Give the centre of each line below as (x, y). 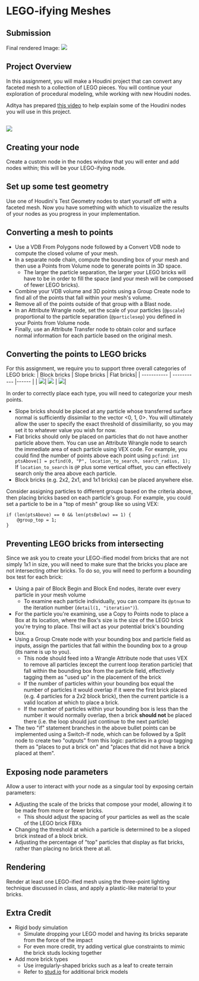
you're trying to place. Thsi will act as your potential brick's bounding (99, 626)
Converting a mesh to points (60, 233)
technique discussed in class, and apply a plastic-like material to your (91, 888)
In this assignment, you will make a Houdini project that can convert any (94, 81)
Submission (29, 33)
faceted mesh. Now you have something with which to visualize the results (97, 207)
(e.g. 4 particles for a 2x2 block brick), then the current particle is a (106, 696)
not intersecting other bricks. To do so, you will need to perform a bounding (99, 571)
